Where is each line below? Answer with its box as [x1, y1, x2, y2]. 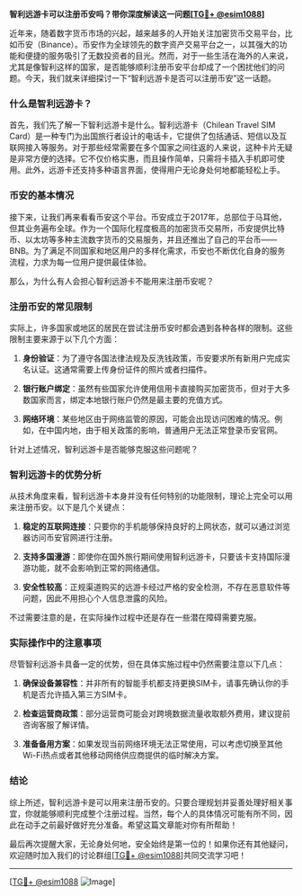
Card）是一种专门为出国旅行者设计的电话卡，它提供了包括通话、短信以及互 [9, 130, 288, 142]
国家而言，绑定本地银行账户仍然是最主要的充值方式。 [30, 394, 227, 405]
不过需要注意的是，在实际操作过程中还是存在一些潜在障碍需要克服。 [9, 612, 262, 623]
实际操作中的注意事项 [9, 637, 102, 650]
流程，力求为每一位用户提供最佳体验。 [9, 256, 151, 267]
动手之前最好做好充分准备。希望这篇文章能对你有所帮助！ [24, 819, 238, 830]
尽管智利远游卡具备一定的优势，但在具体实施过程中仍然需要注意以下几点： [9, 659, 285, 669]
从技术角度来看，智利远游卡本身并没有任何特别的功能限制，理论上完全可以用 [9, 490, 293, 502]
